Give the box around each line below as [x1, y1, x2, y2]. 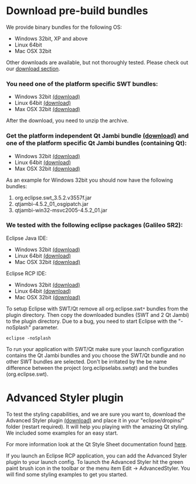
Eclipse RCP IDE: [6, 269, 47, 277]
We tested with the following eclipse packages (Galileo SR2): [6, 221, 183, 229]
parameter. [32, 323, 59, 331]
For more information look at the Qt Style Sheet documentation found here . [6, 440, 187, 448]
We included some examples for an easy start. [6, 429, 119, 436]
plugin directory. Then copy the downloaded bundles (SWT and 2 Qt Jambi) [6, 311, 190, 318]
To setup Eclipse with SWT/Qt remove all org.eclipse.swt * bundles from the [6, 305, 188, 312]
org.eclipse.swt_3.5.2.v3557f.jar [14, 194, 92, 201]
